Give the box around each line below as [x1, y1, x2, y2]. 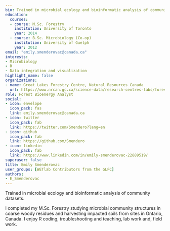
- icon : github [5, 129, 37, 134]
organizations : [5, 78, 37, 83]
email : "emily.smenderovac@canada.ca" [5, 49, 87, 54]
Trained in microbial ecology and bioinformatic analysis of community [5, 190, 151, 196]
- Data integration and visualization [5, 69, 87, 74]
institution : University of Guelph [14, 40, 90, 45]
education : [5, 12, 28, 17]
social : [5, 96, 22, 101]
